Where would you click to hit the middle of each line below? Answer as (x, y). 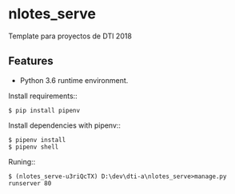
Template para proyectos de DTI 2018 (70, 36)
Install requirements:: (43, 96)
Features (31, 61)
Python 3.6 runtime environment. (74, 80)
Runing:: (22, 161)
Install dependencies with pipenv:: (65, 125)
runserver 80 (30, 183)
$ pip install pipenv (44, 110)
